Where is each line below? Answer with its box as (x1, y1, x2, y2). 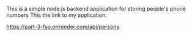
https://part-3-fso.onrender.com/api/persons (6, 23, 120, 30)
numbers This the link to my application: (6, 11, 107, 19)
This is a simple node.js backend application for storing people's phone (6, 5, 186, 12)
